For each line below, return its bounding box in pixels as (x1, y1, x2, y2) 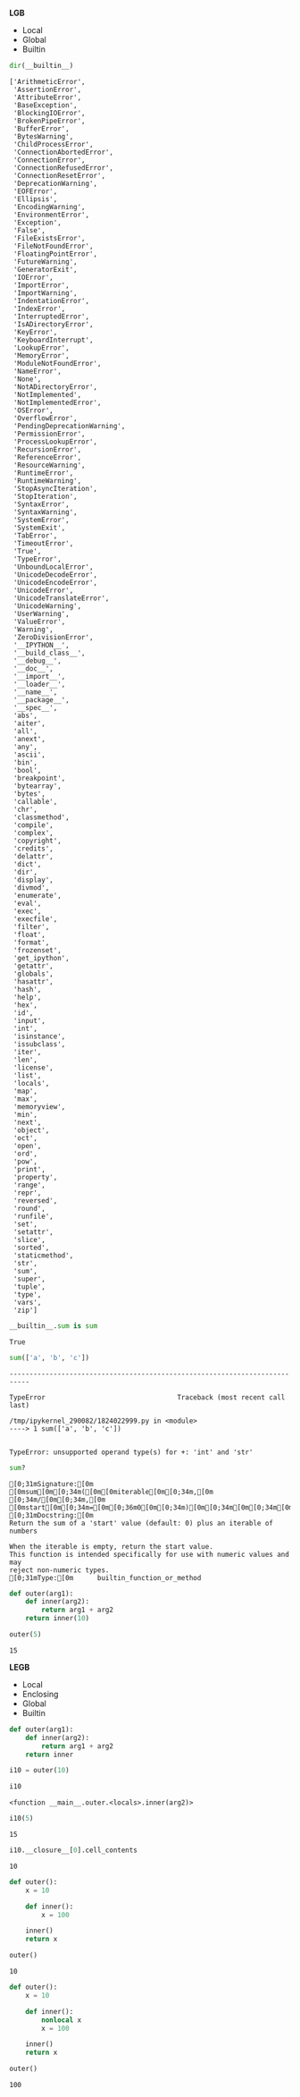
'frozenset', (12, 945, 62, 955)
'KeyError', (12, 327, 58, 336)
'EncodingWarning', (12, 202, 87, 211)
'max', (12, 1095, 38, 1103)
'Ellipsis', (12, 194, 58, 204)
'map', (12, 1087, 38, 1095)
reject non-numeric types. (9, 1565, 110, 1575)
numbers (9, 1526, 38, 1535)
